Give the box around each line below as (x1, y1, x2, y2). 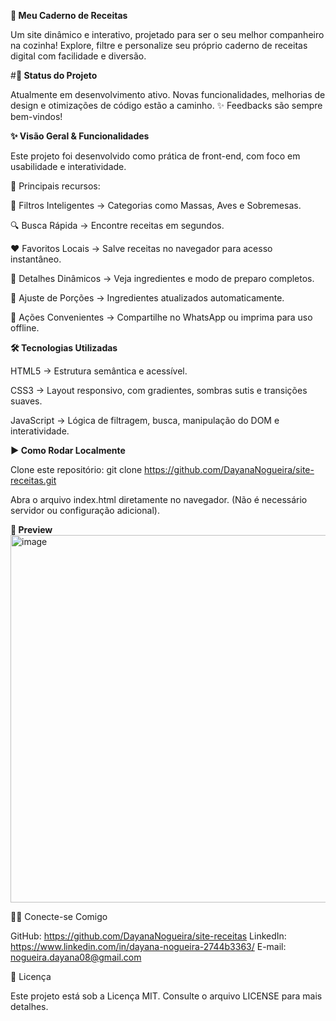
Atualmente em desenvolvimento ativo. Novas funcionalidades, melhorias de (10, 89, 326, 100)
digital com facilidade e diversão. (10, 50, 147, 62)
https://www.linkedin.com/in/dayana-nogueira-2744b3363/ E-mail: (10, 941, 287, 952)
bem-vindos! (10, 111, 63, 122)
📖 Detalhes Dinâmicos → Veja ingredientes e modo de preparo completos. (10, 273, 315, 284)
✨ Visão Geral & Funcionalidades (10, 130, 150, 142)
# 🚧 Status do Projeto (10, 70, 98, 81)
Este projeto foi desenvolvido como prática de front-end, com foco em (10, 150, 301, 162)
